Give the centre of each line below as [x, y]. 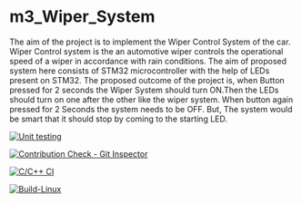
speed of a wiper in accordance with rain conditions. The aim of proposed [148, 61]
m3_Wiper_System [82, 17]
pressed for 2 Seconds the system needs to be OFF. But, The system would [151, 109]
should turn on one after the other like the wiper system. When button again [151, 99]
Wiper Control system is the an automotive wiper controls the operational [146, 51]
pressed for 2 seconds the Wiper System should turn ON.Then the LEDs [144, 90]
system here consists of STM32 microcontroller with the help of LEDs [140, 71]
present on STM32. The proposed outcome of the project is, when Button [147, 80]
